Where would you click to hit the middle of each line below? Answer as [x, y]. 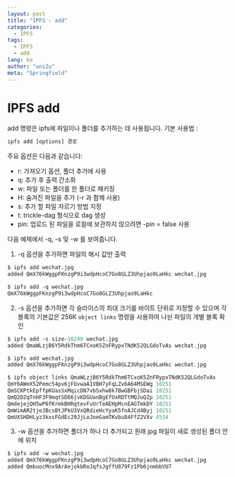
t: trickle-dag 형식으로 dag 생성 [61, 216]
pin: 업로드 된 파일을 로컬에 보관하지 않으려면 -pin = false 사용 [103, 224]
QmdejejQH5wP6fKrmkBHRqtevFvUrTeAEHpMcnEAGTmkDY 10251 [90, 404]
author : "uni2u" [31, 66]
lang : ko [20, 60]
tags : [15, 40]
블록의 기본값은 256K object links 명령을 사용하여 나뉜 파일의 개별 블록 [117, 317]
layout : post [26, 14]
